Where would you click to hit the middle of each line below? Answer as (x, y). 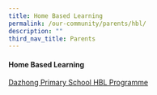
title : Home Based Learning (56, 16)
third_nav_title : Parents (52, 39)
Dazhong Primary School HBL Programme (78, 83)
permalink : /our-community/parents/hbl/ (78, 24)
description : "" (36, 31)
